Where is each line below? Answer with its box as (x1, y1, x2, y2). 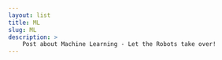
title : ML (8, 19, 41, 26)
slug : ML (8, 26, 37, 34)
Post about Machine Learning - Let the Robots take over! (22, 41, 216, 48)
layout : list (8, 11, 51, 19)
